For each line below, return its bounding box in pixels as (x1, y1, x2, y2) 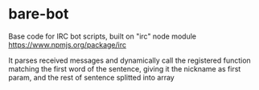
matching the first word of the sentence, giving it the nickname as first (8, 63, 241, 73)
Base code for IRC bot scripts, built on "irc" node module (8, 31, 197, 41)
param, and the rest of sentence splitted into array (8, 72, 175, 82)
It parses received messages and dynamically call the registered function (8, 55, 251, 65)
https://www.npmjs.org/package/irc (8, 39, 127, 49)
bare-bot (8, 5, 69, 23)
